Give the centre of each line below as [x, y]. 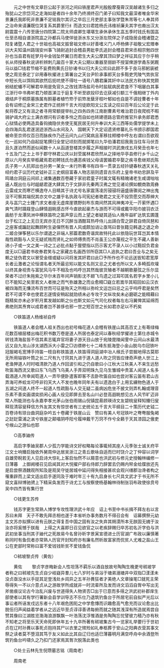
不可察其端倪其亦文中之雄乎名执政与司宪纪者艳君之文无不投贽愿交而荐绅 [82, 196]
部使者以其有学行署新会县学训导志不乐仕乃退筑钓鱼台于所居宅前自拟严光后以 [82, 597]
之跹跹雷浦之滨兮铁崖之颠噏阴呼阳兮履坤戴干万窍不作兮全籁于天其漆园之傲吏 [82, 419]
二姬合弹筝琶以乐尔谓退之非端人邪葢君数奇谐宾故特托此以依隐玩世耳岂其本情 [82, 233]
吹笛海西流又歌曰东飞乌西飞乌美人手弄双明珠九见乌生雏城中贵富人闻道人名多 [82, 370]
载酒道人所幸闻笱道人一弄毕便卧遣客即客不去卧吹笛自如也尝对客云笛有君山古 [82, 376]
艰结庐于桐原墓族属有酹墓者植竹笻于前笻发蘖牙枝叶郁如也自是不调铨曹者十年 [82, 99]
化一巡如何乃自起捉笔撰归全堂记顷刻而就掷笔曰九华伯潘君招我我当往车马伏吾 [82, 141]
